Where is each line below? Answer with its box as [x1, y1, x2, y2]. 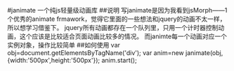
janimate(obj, [185, 49, 223, 57]
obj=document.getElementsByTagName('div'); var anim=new [7, 49, 184, 57]
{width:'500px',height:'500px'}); [7, 56, 100, 64]
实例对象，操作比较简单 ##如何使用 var [7, 41, 121, 49]
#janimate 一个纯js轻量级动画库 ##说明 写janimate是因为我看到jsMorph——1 [7, 6, 228, 14]
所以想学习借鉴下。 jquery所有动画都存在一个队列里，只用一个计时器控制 [7, 24, 219, 31]
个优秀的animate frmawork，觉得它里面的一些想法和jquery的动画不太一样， [7, 15, 226, 23]
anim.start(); [101, 56, 137, 64]
